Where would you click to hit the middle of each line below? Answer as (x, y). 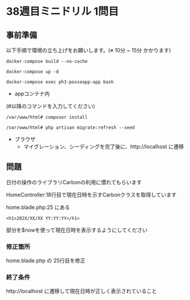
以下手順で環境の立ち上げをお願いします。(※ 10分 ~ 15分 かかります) (89, 50)
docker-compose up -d (33, 72)
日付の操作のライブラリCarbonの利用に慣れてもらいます (74, 182)
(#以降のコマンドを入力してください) (51, 106)
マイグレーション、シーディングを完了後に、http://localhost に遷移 (104, 146)
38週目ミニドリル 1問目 (62, 11)
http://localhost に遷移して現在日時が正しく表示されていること (82, 291)
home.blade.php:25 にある (38, 207)
